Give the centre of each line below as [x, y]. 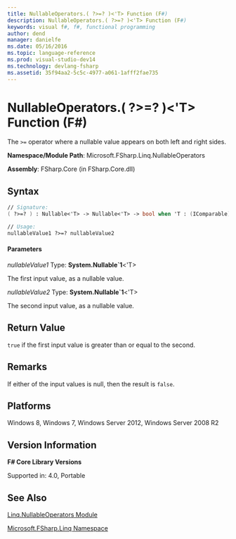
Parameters [25, 249]
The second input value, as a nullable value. [71, 305]
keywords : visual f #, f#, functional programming [81, 27]
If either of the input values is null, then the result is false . [91, 383]
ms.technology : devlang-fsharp [53, 66]
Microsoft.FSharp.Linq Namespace [58, 528]
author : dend [26, 33]
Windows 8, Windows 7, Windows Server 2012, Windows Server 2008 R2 [113, 423]
